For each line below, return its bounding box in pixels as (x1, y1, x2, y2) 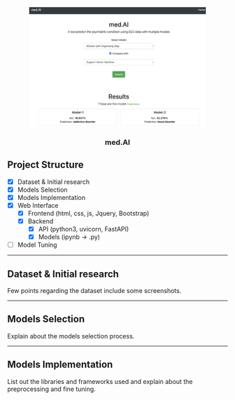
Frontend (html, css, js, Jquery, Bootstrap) (27, 209, 150, 217)
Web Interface (17, 201, 59, 209)
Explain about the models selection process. (7, 331, 135, 340)
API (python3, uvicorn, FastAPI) (38, 224, 129, 233)
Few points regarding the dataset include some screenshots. (7, 286, 182, 294)
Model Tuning (17, 241, 57, 249)
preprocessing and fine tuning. (7, 385, 96, 393)
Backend (27, 217, 54, 225)
